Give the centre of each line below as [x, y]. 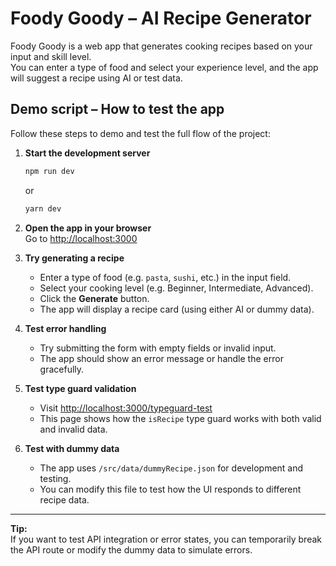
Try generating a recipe [74, 258]
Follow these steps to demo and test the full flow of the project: [140, 133]
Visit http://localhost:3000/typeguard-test [126, 408]
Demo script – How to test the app [117, 109]
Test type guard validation [80, 388]
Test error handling [65, 328]
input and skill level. [51, 56]
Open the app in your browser [88, 228]
